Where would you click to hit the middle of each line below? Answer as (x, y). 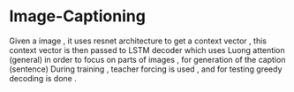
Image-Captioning (77, 16)
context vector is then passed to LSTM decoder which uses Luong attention (147, 50)
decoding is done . (43, 78)
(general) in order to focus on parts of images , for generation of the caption (147, 59)
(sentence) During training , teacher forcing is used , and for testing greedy (146, 69)
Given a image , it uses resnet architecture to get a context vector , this (138, 41)
